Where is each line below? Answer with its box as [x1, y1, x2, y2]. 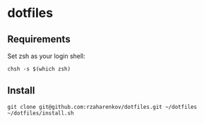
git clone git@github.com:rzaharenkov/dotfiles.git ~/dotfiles [7, 103, 198, 110]
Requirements [7, 33, 71, 45]
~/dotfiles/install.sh [7, 110, 74, 117]
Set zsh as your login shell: [7, 52, 86, 60]
